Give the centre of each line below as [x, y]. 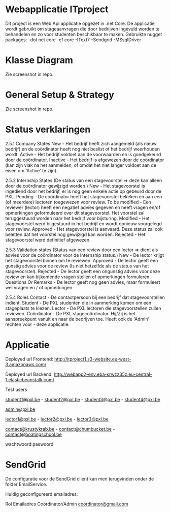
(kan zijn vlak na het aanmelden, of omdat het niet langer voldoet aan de [81, 165]
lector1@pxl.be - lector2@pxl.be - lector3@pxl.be [57, 419]
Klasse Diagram [39, 60]
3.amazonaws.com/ [26, 364]
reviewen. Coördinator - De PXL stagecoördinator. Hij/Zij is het [71, 313]
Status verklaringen [48, 129]
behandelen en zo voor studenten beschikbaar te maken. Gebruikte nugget [84, 34]
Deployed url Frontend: [29, 359]
